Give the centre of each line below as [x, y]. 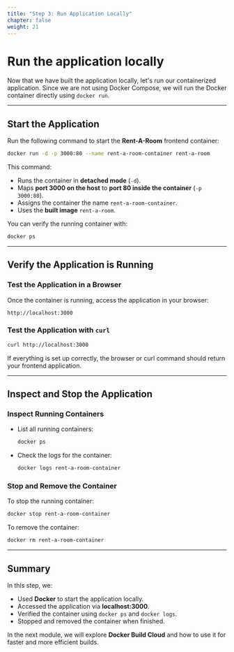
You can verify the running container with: [67, 224]
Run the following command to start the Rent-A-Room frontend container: [113, 141]
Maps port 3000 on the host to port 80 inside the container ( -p [109, 188]
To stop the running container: [50, 501]
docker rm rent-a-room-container [56, 540]
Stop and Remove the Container [62, 486]
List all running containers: [55, 429]
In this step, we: [30, 586]
